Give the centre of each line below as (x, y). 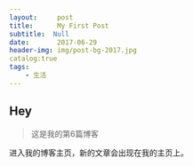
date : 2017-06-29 (53, 42)
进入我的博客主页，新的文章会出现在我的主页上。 (99, 153)
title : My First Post (59, 26)
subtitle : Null (39, 34)
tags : (19, 67)
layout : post (41, 17)
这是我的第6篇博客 (65, 133)
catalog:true (33, 59)
